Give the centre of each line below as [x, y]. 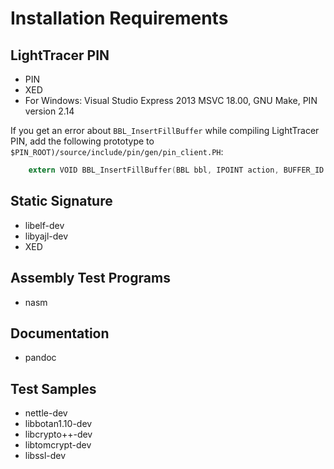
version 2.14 [49, 111]
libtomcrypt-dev [58, 445]
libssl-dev [45, 456]
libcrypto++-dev [58, 434]
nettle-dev [46, 413]
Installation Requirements [119, 18]
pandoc [40, 358]
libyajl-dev [46, 236]
